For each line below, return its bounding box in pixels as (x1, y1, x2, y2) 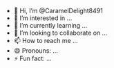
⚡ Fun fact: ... (13, 54, 52, 62)
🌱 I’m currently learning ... (13, 22, 88, 29)
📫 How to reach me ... (13, 37, 78, 44)
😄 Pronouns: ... (13, 46, 59, 55)
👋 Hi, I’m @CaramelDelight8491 (13, 7, 104, 15)
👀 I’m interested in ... (13, 14, 73, 22)
